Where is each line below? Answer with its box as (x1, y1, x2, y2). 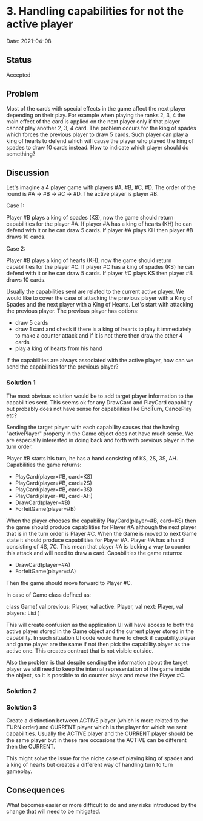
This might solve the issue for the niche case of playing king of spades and (6, 754, 194, 761)
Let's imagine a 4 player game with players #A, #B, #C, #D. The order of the (6, 184, 196, 191)
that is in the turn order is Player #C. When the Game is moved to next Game (6, 530, 197, 537)
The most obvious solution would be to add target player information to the (6, 392, 193, 400)
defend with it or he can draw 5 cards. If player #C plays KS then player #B (6, 269, 193, 277)
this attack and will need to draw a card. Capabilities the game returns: (6, 549, 183, 556)
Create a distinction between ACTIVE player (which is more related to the (6, 716, 189, 724)
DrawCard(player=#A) (15, 561, 71, 568)
